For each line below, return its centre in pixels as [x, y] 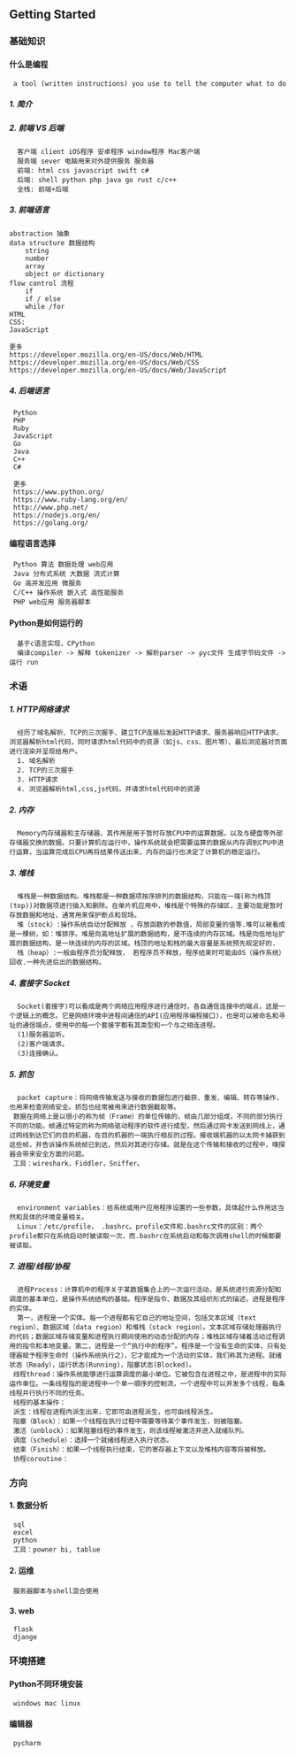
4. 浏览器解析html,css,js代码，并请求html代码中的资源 [109, 789]
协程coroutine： [41, 1459]
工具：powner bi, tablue [57, 1550]
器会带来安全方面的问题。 [49, 1154]
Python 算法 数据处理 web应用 [63, 565]
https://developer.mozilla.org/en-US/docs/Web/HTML [106, 354]
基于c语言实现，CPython [56, 644]
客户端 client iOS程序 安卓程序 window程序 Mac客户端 [109, 151]
